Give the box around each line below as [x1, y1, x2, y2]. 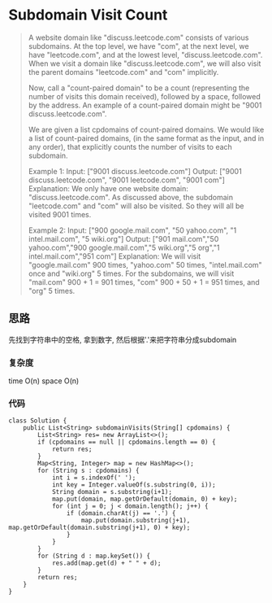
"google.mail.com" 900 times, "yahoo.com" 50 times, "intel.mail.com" [28, 260, 262, 269]
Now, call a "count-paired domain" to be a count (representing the [28, 83, 250, 93]
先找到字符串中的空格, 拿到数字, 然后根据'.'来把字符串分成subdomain [8, 334, 237, 344]
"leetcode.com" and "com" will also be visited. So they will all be [28, 201, 244, 211]
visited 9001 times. [28, 209, 92, 219]
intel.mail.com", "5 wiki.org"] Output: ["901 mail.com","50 [28, 234, 219, 243]
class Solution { [8, 417, 67, 425]
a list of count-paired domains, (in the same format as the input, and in [28, 133, 265, 143]
